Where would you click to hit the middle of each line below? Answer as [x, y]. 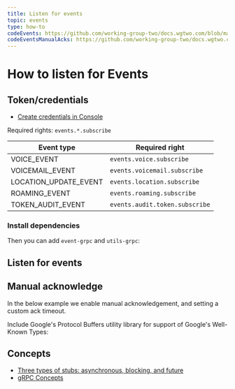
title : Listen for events [45, 14]
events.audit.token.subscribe [160, 205]
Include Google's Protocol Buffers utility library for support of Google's [109, 324]
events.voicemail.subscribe [156, 171]
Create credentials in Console [60, 117]
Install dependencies [44, 226]
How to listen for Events [78, 74]
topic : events [28, 20]
